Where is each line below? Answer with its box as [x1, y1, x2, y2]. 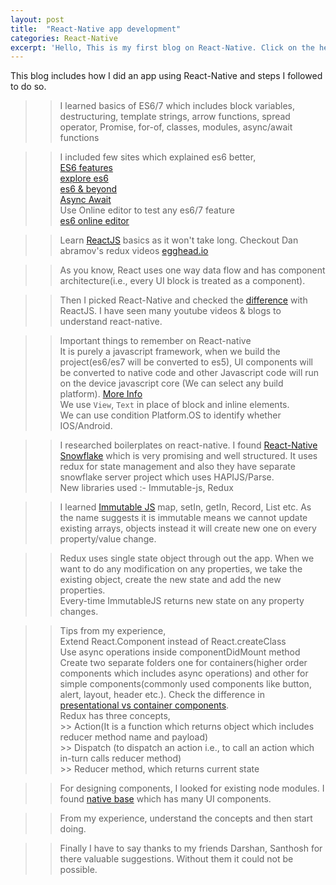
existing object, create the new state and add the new [59, 574, 282, 586]
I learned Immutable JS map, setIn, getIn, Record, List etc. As [59, 501, 312, 513]
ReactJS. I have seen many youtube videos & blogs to [59, 305, 282, 317]
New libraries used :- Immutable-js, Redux [59, 482, 234, 494]
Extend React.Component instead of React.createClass [59, 636, 287, 648]
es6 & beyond [59, 183, 118, 195]
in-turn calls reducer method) [59, 752, 182, 765]
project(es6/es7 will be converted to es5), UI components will [59, 356, 313, 368]
